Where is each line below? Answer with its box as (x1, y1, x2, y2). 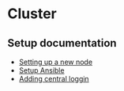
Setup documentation (7, 36, 117, 50)
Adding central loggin (18, 74, 89, 83)
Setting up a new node (18, 57, 92, 66)
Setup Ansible (18, 66, 65, 75)
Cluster (7, 5, 57, 23)
